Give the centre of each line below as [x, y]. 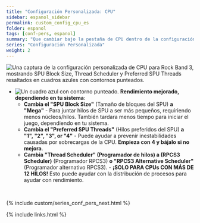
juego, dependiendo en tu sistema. [66, 123]
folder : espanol [26, 28]
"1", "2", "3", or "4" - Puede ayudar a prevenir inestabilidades [100, 136]
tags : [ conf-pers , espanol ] [41, 34]
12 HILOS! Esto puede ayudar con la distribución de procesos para [105, 174]
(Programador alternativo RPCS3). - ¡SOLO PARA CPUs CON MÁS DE [109, 167]
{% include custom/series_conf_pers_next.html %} [68, 203]
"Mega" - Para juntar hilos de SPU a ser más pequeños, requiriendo [107, 110]
